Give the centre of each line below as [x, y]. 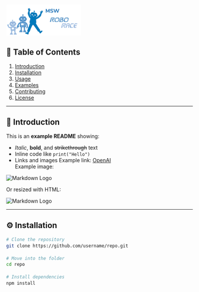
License [24, 98]
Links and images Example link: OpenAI [63, 161]
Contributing [30, 92]
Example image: [34, 166]
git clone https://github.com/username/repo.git [67, 246]
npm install [21, 283]
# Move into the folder [36, 258]
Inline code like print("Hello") [52, 154]
